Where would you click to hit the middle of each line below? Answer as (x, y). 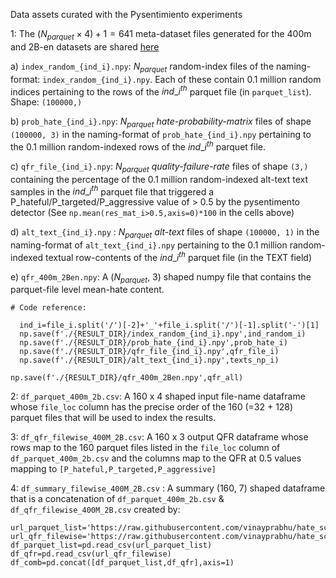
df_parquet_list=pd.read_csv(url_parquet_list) (111, 545)
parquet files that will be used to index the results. (113, 418)
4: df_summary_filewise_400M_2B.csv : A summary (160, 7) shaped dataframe (168, 488)
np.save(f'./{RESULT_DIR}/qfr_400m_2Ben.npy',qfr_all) (127, 378)
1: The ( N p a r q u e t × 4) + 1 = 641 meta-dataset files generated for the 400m (161, 35)
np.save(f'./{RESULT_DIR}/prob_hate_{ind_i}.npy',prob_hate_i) (153, 343)
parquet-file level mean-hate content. (87, 290)
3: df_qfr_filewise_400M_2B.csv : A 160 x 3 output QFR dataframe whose (159, 437)
